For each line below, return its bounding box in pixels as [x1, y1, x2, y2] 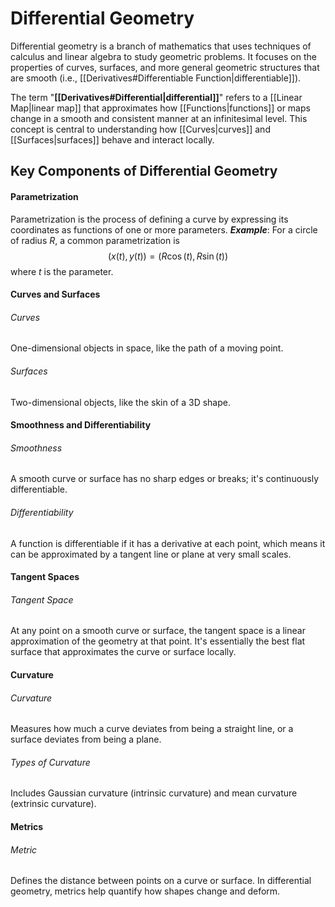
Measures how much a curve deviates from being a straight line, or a [10, 723, 294, 735]
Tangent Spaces [10, 571, 80, 583]
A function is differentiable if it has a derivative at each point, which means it [10, 537, 326, 549]
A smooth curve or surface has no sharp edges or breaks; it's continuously [10, 473, 320, 485]
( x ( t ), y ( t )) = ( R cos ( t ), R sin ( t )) [107, 250, 229, 262]
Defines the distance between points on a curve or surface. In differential [10, 875, 312, 887]
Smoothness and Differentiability [10, 419, 152, 431]
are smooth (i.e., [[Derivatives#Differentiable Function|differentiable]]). [10, 72, 302, 84]
